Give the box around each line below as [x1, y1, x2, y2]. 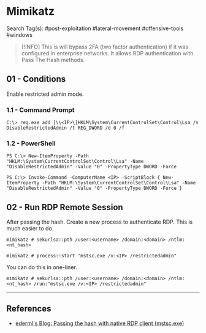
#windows [6, 31, 32, 38]
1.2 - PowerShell [6, 139, 56, 147]
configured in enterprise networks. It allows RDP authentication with [21, 49, 194, 57]
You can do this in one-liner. [6, 264, 78, 271]
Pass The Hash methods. [21, 56, 85, 63]
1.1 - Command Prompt [6, 106, 75, 114]
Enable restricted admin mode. [6, 90, 84, 98]
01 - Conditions [6, 74, 66, 84]
